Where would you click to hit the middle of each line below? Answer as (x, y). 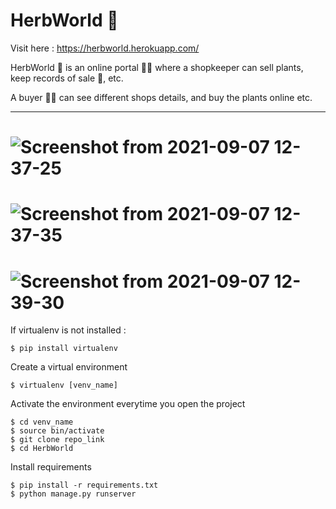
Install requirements (51, 467)
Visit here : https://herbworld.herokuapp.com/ (105, 48)
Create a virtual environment (69, 367)
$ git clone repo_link (57, 440)
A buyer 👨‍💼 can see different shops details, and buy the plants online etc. (161, 97)
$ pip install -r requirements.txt (84, 485)
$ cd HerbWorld (42, 449)
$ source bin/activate (57, 431)
